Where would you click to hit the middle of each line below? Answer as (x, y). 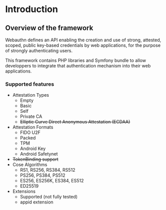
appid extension (37, 202)
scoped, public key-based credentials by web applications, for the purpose (83, 45)
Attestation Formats (33, 127)
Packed (28, 138)
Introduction (32, 9)
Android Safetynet (39, 154)
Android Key (33, 149)
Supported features (30, 84)
